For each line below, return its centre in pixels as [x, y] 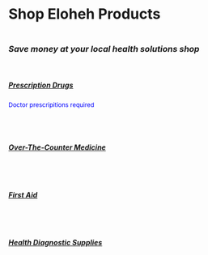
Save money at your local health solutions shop [104, 49]
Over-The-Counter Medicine [57, 147]
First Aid [23, 194]
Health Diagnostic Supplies [55, 242]
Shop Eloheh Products [85, 14]
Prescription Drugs [41, 85]
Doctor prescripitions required [51, 105]
